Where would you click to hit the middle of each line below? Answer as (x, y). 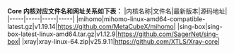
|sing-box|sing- (200, 26)
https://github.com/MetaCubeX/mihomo (116, 26)
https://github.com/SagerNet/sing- (168, 34)
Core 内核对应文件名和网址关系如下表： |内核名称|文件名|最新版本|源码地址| (117, 11)
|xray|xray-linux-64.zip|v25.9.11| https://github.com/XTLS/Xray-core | (121, 41)
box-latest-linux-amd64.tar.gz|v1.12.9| (63, 34)
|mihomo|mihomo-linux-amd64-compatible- (141, 19)
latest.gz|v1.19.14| (33, 26)
